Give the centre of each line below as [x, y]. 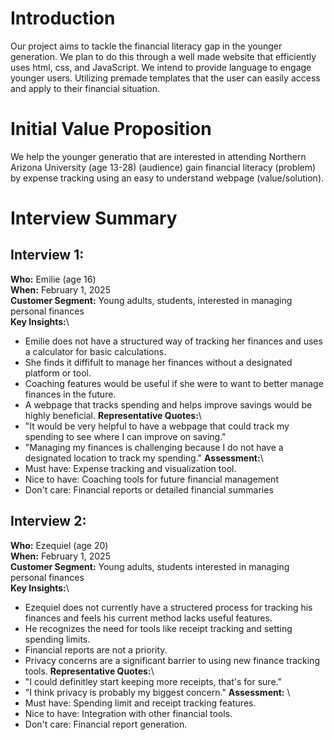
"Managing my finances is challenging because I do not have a [154, 447]
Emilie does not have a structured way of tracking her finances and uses [173, 341]
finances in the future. [70, 394]
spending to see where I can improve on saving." [125, 436]
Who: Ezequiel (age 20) [59, 545]
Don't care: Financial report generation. [106, 724]
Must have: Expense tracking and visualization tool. [130, 468]
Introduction [63, 18]
